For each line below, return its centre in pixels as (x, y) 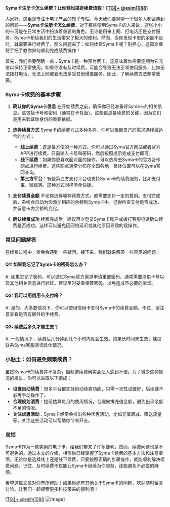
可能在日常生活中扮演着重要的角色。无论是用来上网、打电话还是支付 (85, 31)
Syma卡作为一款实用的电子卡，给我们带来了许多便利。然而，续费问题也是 (82, 446)
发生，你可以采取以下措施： (43, 378)
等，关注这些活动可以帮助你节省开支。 (52, 420)
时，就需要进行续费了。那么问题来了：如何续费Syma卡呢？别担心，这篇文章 (84, 44)
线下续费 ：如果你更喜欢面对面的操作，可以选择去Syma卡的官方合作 (90, 160)
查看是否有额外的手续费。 (36, 314)
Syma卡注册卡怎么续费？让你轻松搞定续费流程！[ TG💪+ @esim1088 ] (77, 8)
